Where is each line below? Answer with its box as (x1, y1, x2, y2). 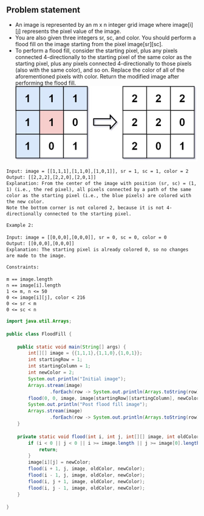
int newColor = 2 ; (28, 369, 75, 375)
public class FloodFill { (6, 331, 72, 337)
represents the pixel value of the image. (22, 27, 121, 35)
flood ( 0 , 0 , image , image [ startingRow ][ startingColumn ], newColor (28, 395, 200, 401)
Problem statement (6, 5, 81, 15)
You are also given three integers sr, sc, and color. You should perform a (15, 33, 196, 41)
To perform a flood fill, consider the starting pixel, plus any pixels (15, 47, 178, 54)
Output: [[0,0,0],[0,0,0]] (6, 240, 75, 246)
